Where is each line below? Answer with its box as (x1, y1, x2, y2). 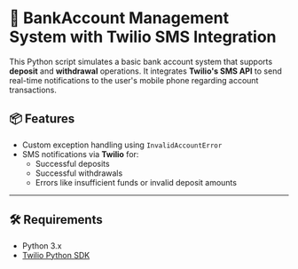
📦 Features (9, 111, 75, 127)
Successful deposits (35, 158, 110, 169)
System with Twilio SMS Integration (9, 27, 277, 47)
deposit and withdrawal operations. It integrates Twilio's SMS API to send (9, 66, 282, 76)
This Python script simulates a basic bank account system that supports (9, 56, 273, 67)
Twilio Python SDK (21, 249, 90, 260)
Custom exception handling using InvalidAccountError (21, 139, 223, 150)
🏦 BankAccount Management (9, 8, 229, 28)
